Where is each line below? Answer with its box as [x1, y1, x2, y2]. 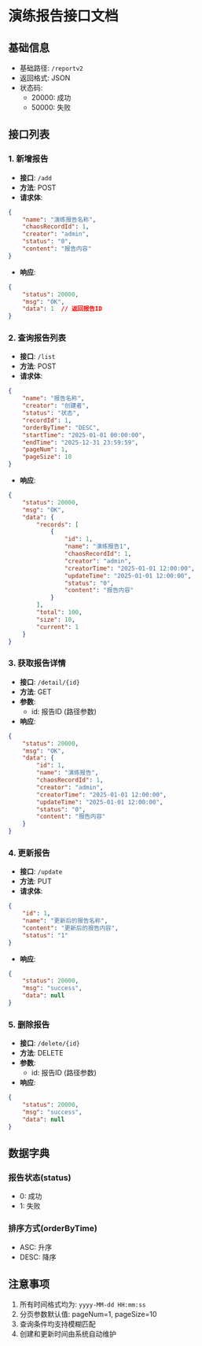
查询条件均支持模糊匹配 [19, 1319, 96, 1329]
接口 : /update [19, 867, 63, 876]
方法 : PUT [19, 877, 53, 886]
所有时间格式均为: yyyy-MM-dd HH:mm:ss [19, 1300, 146, 1309]
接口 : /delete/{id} [19, 1038, 80, 1048]
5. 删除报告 [8, 1019, 50, 1030]
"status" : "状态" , [22, 409, 80, 417]
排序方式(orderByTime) [8, 1223, 98, 1234]
